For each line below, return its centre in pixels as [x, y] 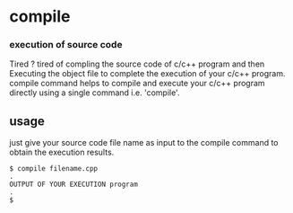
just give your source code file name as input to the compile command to [144, 143]
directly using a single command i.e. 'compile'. [95, 93]
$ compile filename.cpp [54, 169]
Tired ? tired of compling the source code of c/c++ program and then [137, 64]
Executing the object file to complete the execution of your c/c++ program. [147, 74]
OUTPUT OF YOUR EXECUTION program [74, 185]
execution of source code [66, 45]
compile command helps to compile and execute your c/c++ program [138, 84]
